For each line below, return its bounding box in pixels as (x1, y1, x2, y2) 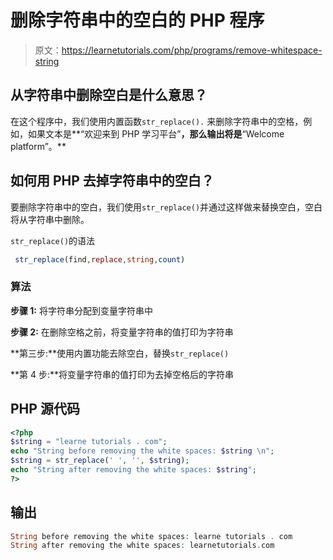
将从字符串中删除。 (10, 213, 90, 225)
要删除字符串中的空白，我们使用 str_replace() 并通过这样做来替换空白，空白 (10, 201, 323, 213)
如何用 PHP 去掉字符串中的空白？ (10, 172, 215, 190)
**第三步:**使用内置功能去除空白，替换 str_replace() (10, 347, 230, 359)
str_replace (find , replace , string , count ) (14, 254, 186, 265)
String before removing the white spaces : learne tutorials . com (10, 531, 293, 541)
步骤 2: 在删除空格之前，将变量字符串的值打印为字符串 (10, 326, 234, 338)
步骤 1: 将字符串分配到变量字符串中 (10, 304, 153, 316)
